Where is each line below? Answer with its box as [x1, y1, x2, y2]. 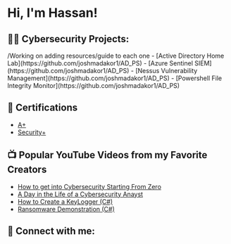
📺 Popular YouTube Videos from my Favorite [7, 149, 208, 161]
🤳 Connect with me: [7, 225, 95, 237]
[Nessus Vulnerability [135, 67, 198, 75]
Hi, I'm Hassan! [7, 5, 98, 21]
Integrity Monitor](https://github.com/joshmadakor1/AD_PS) [7, 82, 180, 89]
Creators [7, 164, 47, 176]
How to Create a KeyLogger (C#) [17, 197, 113, 205]
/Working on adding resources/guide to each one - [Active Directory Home [7, 51, 225, 60]
